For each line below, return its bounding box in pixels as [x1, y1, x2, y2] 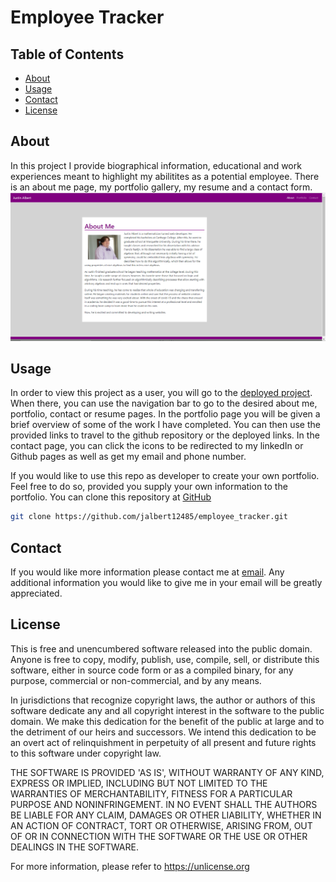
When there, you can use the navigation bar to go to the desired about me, [10, 397, 318, 410]
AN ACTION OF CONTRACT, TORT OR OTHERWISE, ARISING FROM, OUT [10, 819, 313, 831]
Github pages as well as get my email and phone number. [10, 451, 247, 463]
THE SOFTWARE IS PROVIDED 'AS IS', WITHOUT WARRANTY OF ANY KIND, [10, 766, 325, 778]
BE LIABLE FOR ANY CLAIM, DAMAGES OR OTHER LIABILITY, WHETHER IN [10, 809, 322, 821]
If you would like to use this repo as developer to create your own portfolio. [10, 470, 320, 482]
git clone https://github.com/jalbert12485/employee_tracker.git [10, 512, 288, 522]
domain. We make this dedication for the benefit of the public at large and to [10, 715, 325, 727]
